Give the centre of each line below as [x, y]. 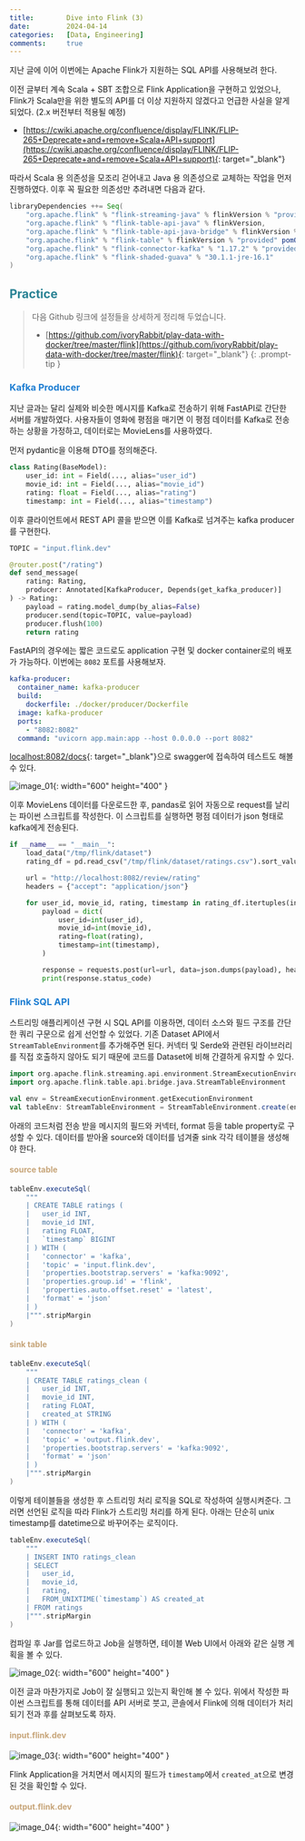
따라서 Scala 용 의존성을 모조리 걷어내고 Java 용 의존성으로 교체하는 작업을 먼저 [151, 178]
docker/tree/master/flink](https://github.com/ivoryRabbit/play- [162, 345]
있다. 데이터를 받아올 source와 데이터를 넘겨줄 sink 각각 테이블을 [151, 1137]
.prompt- [275, 354]
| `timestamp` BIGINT [71, 1239]
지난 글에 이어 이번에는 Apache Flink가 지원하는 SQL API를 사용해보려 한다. [143, 70]
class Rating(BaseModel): [58, 468]
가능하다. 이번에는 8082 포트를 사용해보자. [92, 662]
